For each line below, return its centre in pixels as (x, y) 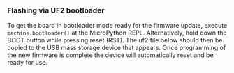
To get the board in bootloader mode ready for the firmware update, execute (117, 26)
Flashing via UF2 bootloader (56, 10)
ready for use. (27, 63)
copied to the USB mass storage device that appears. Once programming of (117, 48)
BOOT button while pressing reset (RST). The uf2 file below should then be (115, 40)
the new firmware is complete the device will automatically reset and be (111, 55)
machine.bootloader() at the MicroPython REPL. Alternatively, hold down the (117, 33)
